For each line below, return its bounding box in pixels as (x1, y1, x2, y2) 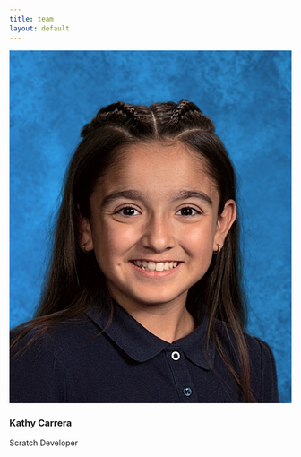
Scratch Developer (9, 437, 79, 448)
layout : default (9, 23, 70, 33)
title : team (9, 14, 54, 23)
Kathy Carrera (9, 417, 73, 429)
